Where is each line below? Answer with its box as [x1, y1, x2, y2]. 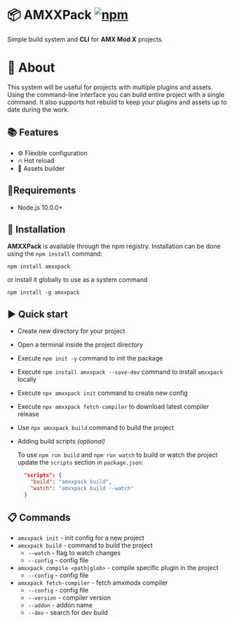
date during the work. [7, 105, 70, 114]
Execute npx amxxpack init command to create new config [17, 389, 188, 397]
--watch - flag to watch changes [27, 549, 121, 557]
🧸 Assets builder [17, 164, 65, 172]
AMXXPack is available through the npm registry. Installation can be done [7, 242, 221, 251]
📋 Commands [7, 512, 71, 524]
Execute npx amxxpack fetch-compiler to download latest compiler [17, 403, 209, 411]
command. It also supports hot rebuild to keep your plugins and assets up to [7, 98, 228, 106]
